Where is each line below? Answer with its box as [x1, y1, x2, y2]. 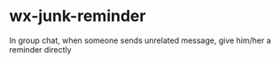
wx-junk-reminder [9, 6, 146, 26]
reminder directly [9, 44, 73, 54]
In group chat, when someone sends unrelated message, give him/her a [9, 35, 272, 45]
